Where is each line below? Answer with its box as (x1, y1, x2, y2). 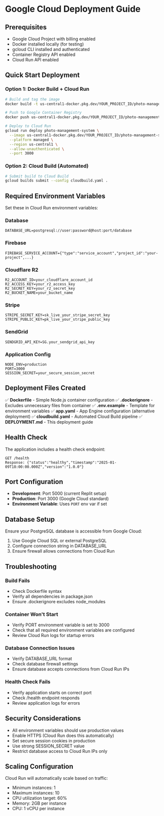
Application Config (5, 351, 51, 357)
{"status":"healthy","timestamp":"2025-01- (26, 460, 117, 465)
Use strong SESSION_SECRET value (12, 743, 85, 749)
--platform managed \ (9, 137, 54, 142)
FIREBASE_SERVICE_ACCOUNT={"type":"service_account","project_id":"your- (5, 251, 159, 255)
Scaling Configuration (5, 762, 74, 770)
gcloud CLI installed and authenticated (12, 47, 90, 52)
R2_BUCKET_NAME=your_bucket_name (5, 290, 73, 295)
